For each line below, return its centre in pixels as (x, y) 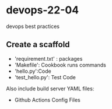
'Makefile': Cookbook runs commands (60, 65)
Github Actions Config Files (47, 100)
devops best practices (33, 26)
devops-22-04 (43, 10)
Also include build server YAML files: (50, 89)
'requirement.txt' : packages (48, 58)
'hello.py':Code (33, 71)
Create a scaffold (38, 45)
